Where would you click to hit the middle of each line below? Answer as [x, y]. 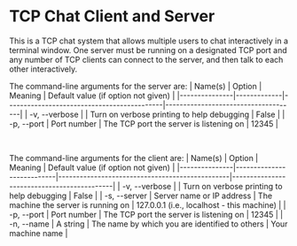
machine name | [39, 233]
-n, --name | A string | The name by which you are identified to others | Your [148, 224]
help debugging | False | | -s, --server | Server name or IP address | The [141, 196]
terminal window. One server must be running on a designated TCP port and [148, 50]
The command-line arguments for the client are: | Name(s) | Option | [134, 158]
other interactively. [43, 69]
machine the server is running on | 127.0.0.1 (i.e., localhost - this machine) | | [148, 204]
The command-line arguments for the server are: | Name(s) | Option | [136, 86]
